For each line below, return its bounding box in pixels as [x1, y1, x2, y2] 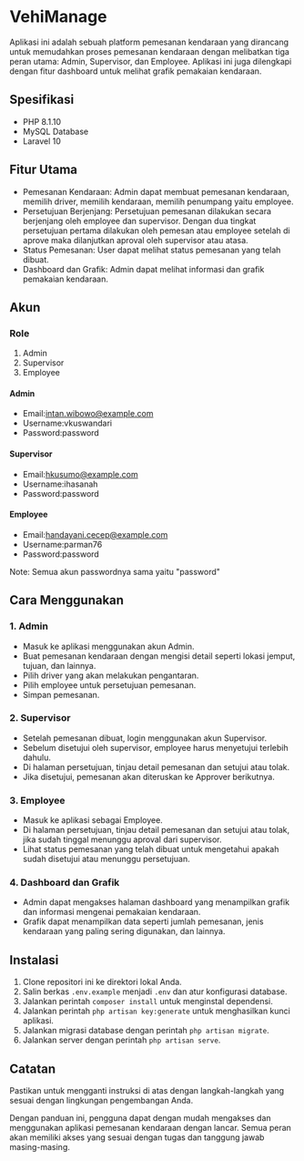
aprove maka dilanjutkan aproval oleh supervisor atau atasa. [22, 234, 248, 245]
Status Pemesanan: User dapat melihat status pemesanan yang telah [22, 244, 281, 255]
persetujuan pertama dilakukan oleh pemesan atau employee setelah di [22, 225, 291, 236]
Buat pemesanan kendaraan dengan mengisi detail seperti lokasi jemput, [22, 650, 296, 662]
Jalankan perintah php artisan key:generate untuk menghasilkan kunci [22, 1005, 291, 1017]
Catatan [9, 1061, 56, 1076]
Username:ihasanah [22, 478, 98, 489]
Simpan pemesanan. [22, 689, 100, 700]
